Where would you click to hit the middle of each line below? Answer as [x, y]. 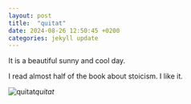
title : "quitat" [37, 23]
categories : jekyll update [53, 38]
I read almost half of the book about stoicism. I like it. [95, 76]
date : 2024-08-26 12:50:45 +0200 [64, 30]
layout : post [30, 16]
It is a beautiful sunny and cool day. [67, 61]
